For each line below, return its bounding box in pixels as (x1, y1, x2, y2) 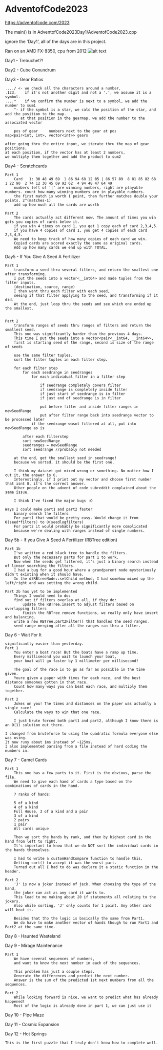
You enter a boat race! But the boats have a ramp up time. (14, 650, 139, 655)
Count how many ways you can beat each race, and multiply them (14, 684, 147, 689)
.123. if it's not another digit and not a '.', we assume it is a (5, 90, 152, 95)
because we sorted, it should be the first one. (14, 459, 115, 465)
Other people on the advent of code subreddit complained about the (14, 485, 156, 490)
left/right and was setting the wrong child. (5, 580, 99, 585)
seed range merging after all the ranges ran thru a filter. (14, 623, 141, 628)
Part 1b (5, 546, 21, 551)
